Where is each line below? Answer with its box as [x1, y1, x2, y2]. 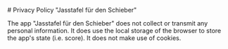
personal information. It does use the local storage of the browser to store [7, 27, 222, 35]
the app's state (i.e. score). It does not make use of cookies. [7, 34, 182, 42]
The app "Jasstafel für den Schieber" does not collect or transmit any [7, 19, 208, 27]
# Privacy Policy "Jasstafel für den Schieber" [7, 6, 137, 14]
